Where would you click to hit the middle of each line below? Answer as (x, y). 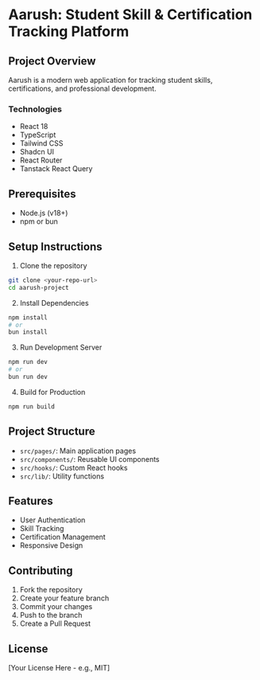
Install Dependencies (54, 303)
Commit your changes (56, 607)
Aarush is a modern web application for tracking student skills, (111, 80)
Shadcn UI (37, 152)
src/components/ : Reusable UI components (89, 459)
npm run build (32, 406)
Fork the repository (51, 590)
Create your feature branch (64, 598)
